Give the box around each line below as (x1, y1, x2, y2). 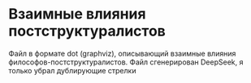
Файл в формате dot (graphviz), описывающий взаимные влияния (8, 48, 236, 58)
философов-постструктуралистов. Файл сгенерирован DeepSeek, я (8, 57, 244, 67)
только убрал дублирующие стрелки (8, 65, 136, 75)
